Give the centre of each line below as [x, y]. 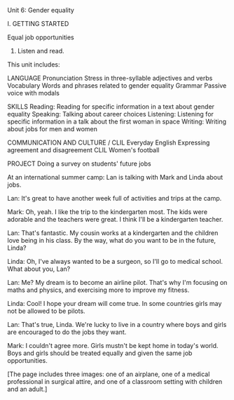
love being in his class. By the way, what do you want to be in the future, [111, 240]
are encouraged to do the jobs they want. [67, 332]
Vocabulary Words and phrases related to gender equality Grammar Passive [117, 86]
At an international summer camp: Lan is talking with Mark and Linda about [115, 177]
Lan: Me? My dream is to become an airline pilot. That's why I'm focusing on [117, 282]
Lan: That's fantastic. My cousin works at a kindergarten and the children [113, 233]
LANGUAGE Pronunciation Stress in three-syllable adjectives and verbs [110, 78]
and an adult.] [27, 389]
